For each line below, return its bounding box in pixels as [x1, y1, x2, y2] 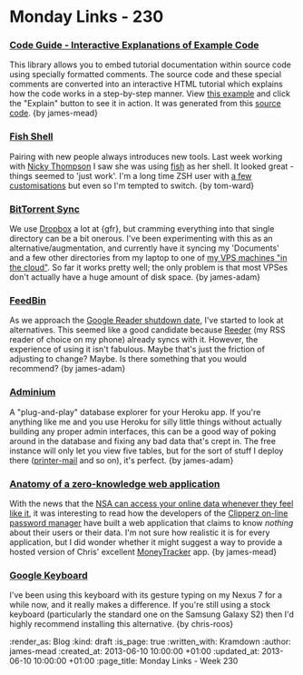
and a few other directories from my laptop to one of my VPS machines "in [9, 253, 288, 263]
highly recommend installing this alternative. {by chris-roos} [9, 619, 234, 630]
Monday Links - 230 [9, 6, 164, 27]
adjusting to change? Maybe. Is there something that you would [9, 353, 248, 364]
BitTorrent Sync [9, 203, 80, 215]
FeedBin [9, 294, 47, 306]
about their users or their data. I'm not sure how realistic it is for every [9, 527, 270, 538]
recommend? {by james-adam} [9, 363, 126, 374]
